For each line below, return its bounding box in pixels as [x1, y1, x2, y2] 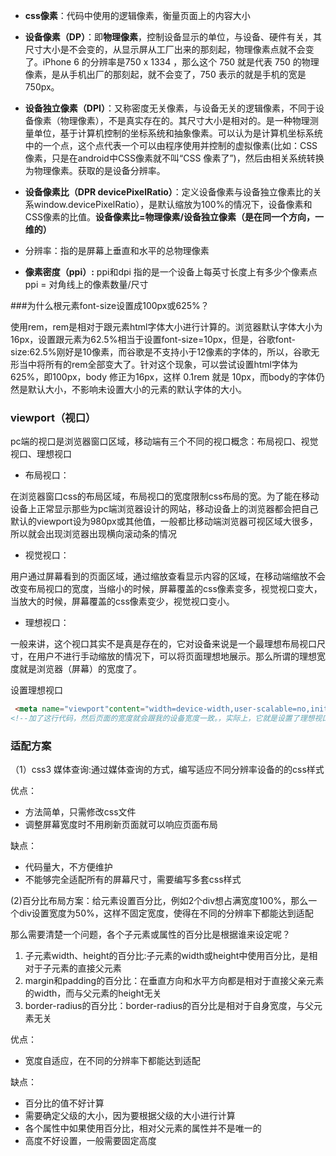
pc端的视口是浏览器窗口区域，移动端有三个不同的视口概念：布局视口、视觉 [10, 435, 319, 448]
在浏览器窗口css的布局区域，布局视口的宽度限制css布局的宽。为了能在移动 [10, 490, 320, 503]
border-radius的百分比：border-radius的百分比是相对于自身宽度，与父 [24, 1000, 315, 1012]
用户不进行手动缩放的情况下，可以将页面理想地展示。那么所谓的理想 [36, 650, 317, 663]
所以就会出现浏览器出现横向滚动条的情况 [10, 528, 177, 540]
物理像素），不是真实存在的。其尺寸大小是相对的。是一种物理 [59, 115, 310, 126]
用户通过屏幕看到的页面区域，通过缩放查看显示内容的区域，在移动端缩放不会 [10, 570, 326, 583]
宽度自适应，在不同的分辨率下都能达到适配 [24, 1055, 201, 1067]
